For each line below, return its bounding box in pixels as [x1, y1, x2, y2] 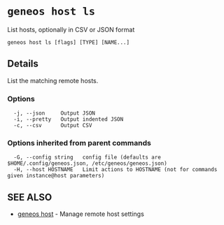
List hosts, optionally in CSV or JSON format [7, 25, 135, 34]
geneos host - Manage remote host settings [17, 210, 145, 218]
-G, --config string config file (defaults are [13, 154, 161, 161]
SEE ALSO [7, 191, 52, 203]
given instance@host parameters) [7, 173, 105, 180]
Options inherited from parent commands [7, 138, 152, 147]
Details [7, 58, 38, 70]
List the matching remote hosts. [7, 76, 99, 85]
